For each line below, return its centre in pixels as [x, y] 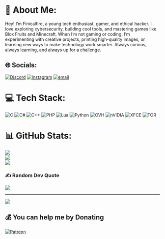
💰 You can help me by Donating [55, 218]
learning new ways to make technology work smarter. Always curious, [76, 44]
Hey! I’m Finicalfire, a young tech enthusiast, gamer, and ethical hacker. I [79, 24]
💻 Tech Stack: [35, 98]
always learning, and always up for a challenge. [53, 50]
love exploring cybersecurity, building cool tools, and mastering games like [81, 29]
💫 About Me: [31, 10]
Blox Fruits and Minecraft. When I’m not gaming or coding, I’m [68, 34]
